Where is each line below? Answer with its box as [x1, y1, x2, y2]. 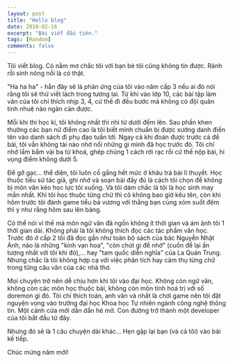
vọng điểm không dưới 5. [7, 155, 79, 163]
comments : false [7, 42, 54, 49]
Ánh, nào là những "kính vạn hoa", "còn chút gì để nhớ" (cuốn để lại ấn [7, 241, 210, 249]
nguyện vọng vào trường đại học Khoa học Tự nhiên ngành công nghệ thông [7, 299, 226, 307]
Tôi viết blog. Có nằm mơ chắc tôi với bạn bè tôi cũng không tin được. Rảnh [7, 62, 223, 70]
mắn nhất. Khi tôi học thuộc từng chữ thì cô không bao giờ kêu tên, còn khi [7, 191, 221, 199]
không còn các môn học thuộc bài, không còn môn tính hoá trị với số [7, 284, 204, 292]
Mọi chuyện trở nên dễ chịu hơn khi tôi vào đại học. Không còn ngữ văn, [7, 277, 214, 285]
